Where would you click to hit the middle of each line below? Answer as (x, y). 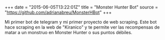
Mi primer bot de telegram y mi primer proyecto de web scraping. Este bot (81, 22)
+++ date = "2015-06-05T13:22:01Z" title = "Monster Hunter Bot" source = (81, 7)
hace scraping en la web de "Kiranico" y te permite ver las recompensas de (82, 27)
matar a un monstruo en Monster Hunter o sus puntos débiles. (69, 32)
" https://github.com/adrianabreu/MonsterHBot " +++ (58, 12)
